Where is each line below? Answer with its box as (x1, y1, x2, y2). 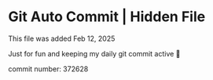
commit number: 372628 (8, 64, 89, 74)
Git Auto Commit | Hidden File (8, 8, 206, 26)
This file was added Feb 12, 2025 (8, 34, 116, 43)
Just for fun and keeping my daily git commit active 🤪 (8, 49, 181, 58)
